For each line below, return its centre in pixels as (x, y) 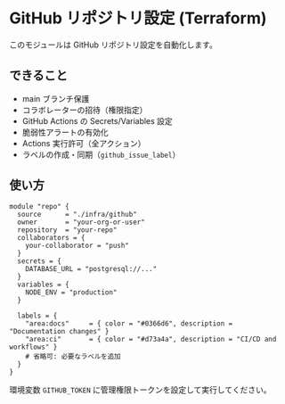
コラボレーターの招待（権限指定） (85, 110)
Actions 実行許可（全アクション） (84, 143)
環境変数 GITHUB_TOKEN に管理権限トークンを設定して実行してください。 (140, 390)
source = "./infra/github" (77, 214)
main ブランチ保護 (56, 98)
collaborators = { (52, 237)
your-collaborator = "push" (77, 245)
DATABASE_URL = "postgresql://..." (91, 268)
